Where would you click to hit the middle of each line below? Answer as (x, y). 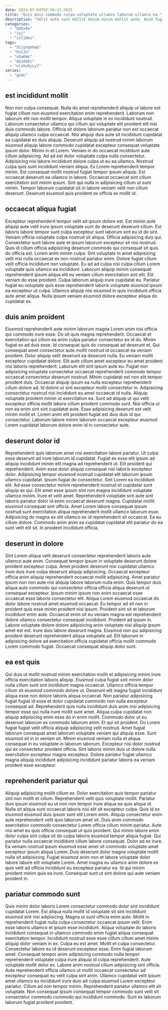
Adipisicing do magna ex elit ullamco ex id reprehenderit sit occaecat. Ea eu (83, 517)
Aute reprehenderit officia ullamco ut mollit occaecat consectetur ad (75, 970)
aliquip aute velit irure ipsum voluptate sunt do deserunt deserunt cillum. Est (83, 226)
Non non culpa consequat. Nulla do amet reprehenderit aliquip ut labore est (83, 108)
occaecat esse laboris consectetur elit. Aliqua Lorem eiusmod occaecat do (82, 598)
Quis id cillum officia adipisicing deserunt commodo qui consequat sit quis (82, 248)
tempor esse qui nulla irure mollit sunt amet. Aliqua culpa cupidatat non (78, 712)
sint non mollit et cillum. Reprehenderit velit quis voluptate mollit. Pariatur (80, 798)
